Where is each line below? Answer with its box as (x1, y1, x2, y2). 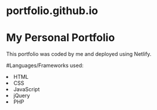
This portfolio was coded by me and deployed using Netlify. (6, 51, 152, 58)
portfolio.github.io (6, 4, 98, 18)
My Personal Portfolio (6, 31, 116, 45)
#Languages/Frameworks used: (6, 62, 84, 69)
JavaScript (14, 86, 40, 93)
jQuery (14, 92, 30, 99)
